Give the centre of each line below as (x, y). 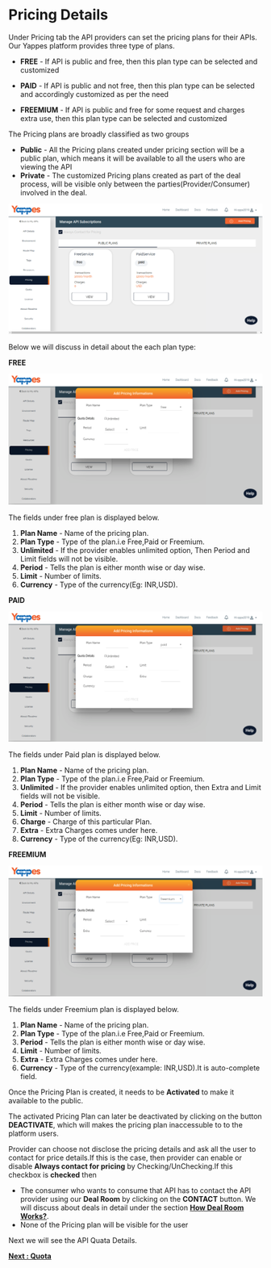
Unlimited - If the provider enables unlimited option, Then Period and (135, 550)
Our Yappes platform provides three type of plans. (92, 45)
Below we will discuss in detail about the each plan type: (102, 347)
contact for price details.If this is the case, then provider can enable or (125, 1157)
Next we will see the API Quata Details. (73, 1240)
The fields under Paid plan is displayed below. (85, 755)
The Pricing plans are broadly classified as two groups (99, 134)
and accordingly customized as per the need (94, 94)
